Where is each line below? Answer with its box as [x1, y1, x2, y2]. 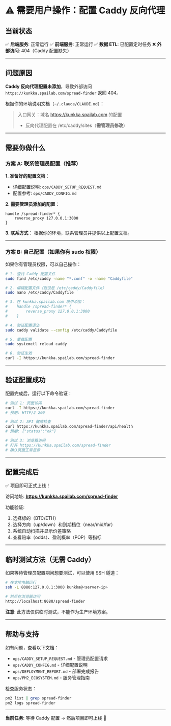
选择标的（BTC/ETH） [12, 515, 59, 521]
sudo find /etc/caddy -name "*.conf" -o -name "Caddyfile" [5, 276, 133, 281]
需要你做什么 [5, 144, 46, 152]
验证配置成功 [5, 376, 46, 384]
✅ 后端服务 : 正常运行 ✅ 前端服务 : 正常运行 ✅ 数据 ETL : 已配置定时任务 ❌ [5, 41, 156, 47]
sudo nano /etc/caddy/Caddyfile [5, 290, 74, 295]
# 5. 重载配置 [5, 337, 32, 342]
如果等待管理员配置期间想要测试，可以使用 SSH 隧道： [5, 570, 120, 576]
